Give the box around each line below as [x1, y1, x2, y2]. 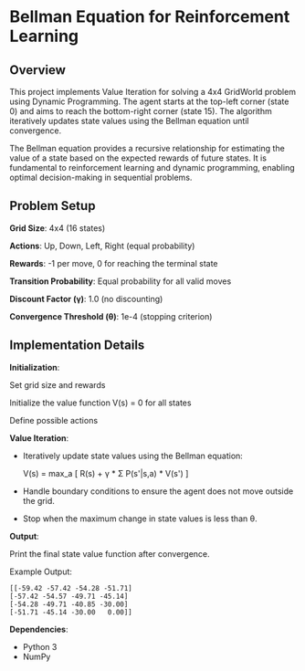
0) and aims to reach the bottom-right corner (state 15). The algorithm [9, 106, 272, 116]
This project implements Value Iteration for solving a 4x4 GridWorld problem [9, 87, 297, 97]
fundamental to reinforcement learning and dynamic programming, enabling [9, 163, 295, 173]
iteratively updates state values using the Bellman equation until [9, 116, 249, 126]
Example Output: [9, 566, 73, 577]
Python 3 [22, 641, 58, 652]
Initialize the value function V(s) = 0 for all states [9, 397, 192, 408]
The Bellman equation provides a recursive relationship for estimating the [9, 143, 285, 153]
